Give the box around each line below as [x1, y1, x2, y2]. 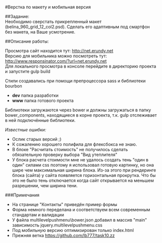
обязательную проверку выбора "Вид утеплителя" [12, 152, 118, 157]
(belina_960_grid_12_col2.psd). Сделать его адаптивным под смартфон [5, 24, 150, 30]
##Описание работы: [5, 38, 49, 44]
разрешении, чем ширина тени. [12, 183, 78, 189]
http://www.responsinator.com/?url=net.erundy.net [5, 58, 107, 64]
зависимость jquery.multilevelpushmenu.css [12, 222, 103, 228]
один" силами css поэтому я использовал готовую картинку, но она [12, 162, 154, 168]
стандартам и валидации [12, 212, 65, 218]
